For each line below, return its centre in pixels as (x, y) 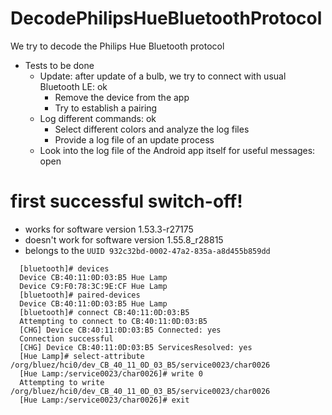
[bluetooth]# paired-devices (80, 295)
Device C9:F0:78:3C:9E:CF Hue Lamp (93, 286)
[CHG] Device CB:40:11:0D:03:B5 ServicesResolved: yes (136, 347)
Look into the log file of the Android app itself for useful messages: (177, 150)
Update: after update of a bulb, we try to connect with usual (163, 76)
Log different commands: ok (98, 118)
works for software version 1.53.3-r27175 (109, 229)
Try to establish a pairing (106, 108)
